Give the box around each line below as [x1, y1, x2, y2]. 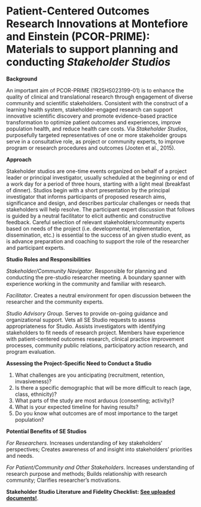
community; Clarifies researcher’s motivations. [6, 476, 121, 484]
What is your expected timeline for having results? [14, 403, 139, 410]
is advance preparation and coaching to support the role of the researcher [6, 237, 190, 244]
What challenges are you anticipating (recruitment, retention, [14, 371, 165, 378]
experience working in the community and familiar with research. [6, 280, 166, 287]
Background [6, 75, 38, 82]
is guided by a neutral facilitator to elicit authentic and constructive [6, 212, 170, 219]
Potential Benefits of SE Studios [6, 428, 87, 435]
